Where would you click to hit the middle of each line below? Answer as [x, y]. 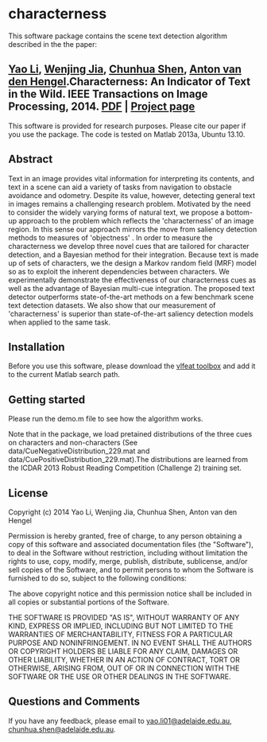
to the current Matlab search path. [64, 375]
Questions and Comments [74, 702]
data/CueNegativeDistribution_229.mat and [79, 451]
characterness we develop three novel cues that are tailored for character [129, 246]
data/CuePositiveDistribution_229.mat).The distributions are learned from [128, 460]
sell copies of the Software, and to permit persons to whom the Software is [131, 570]
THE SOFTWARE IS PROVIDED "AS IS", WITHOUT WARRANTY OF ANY [124, 618]
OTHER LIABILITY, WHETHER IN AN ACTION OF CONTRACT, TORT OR [124, 660]
